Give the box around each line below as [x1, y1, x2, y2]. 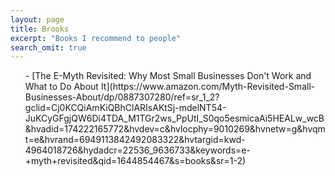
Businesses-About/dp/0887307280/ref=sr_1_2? [24, 91, 220, 103]
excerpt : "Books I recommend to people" [10, 33, 182, 43]
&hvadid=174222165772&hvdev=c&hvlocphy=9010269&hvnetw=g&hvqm [24, 123, 326, 135]
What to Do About [24, 81, 99, 93]
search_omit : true [10, 42, 87, 53]
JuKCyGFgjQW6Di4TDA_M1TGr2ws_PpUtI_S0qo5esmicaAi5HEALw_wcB [24, 112, 325, 125]
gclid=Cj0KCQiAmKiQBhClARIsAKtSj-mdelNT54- [24, 102, 227, 114]
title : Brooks [10, 24, 70, 34]
